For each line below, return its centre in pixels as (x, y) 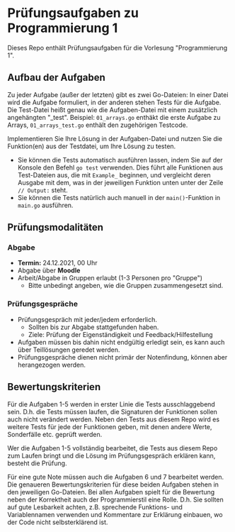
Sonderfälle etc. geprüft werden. (55, 434)
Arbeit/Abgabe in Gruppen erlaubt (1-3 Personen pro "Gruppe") (110, 278)
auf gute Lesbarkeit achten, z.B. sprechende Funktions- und (95, 507)
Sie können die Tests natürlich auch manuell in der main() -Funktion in (119, 197)
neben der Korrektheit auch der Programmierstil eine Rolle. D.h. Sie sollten (116, 499)
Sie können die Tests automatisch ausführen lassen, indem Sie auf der (120, 160)
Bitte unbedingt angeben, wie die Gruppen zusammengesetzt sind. (126, 286)
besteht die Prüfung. (37, 463)
